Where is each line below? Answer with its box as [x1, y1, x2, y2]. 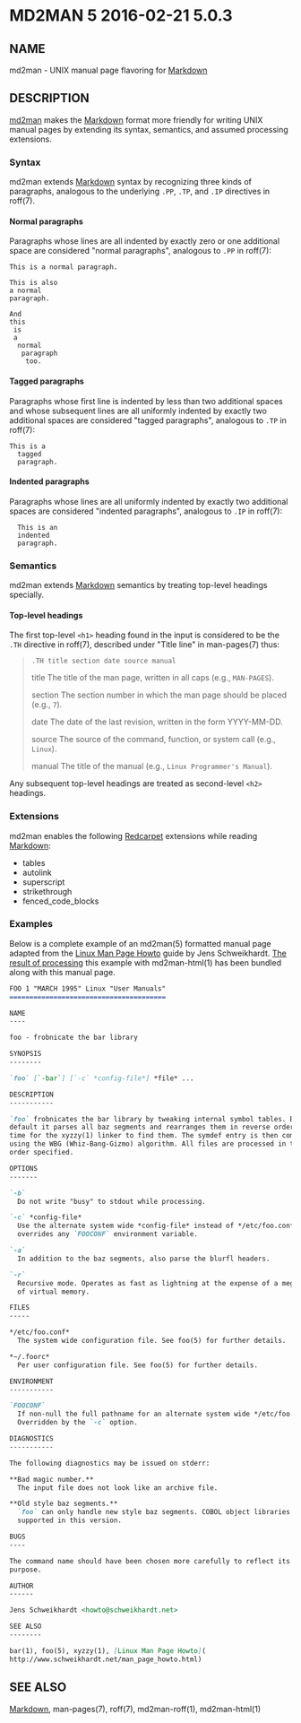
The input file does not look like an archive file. [17, 1483, 219, 1493]
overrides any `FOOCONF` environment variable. [17, 1230, 199, 1239]
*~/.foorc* [9, 1352, 50, 1361]
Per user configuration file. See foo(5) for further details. [17, 1360, 258, 1370]
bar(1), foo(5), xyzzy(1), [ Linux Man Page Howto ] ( [9, 1646, 206, 1655]
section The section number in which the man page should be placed [30, 689, 288, 700]
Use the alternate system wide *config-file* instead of [17, 1221, 235, 1231]
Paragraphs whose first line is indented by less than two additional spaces [9, 395, 284, 406]
